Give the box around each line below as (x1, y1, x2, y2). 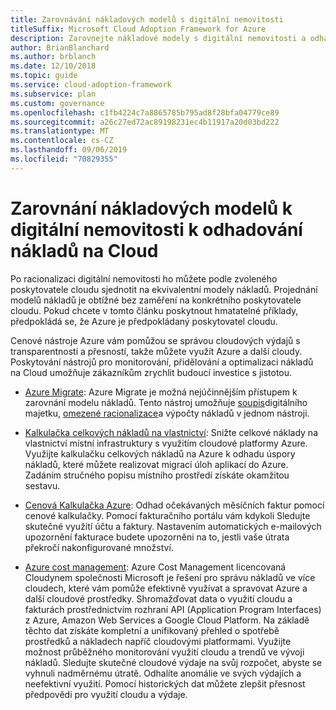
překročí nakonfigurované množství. (24, 541, 174, 553)
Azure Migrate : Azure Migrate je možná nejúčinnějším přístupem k (24, 386, 298, 398)
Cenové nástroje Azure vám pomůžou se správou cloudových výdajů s (10, 334, 301, 346)
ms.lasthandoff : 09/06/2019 (10, 145, 128, 155)
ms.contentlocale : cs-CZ (10, 136, 114, 146)
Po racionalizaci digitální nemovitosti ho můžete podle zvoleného (10, 272, 278, 285)
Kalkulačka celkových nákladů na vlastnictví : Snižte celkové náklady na (24, 426, 319, 438)
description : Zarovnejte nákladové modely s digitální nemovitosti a (10, 33, 307, 43)
